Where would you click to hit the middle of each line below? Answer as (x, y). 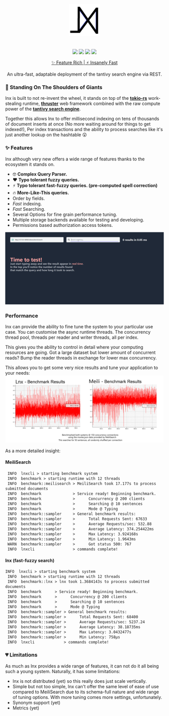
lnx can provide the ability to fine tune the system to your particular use (79, 327)
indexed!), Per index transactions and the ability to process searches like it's (84, 130)
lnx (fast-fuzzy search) (30, 560)
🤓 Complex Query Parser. (40, 174)
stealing (13, 104)
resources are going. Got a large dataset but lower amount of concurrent (80, 352)
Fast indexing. (27, 204)
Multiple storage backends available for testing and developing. (78, 220)
